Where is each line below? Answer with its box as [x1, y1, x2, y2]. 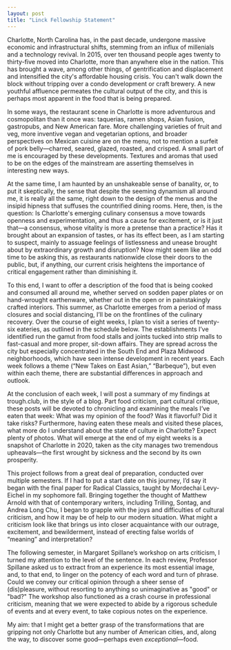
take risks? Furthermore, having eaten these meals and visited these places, [7, 419, 223, 427]
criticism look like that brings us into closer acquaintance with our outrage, [7, 520, 219, 529]
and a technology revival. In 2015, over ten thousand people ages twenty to [7, 50, 221, 59]
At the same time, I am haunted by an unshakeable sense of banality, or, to [7, 179, 219, 188]
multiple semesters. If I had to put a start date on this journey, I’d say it [7, 476, 207, 484]
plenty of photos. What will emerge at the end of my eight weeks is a [7, 433, 203, 442]
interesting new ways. [7, 166, 70, 175]
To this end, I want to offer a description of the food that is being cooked [7, 281, 213, 289]
